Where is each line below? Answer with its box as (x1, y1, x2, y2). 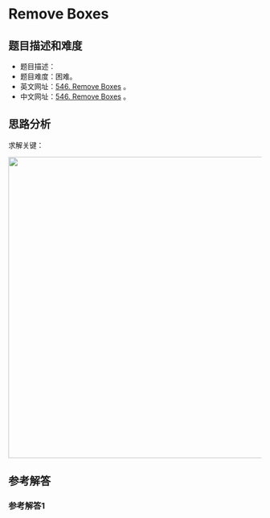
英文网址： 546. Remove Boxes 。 (19, 82, 131, 91)
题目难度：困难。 (19, 71, 77, 81)
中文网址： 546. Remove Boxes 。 (19, 92, 131, 101)
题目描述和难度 (8, 39, 83, 52)
